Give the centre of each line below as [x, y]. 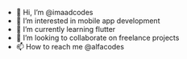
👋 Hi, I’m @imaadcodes [54, 12]
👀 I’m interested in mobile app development [88, 21]
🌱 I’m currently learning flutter [66, 29]
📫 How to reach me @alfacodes [70, 47]
